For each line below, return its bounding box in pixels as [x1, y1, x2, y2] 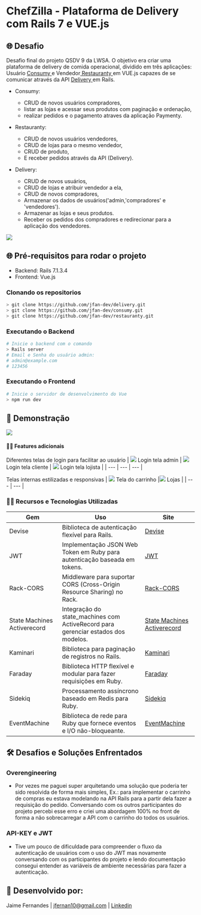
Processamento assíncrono [62, 686, 139, 695]
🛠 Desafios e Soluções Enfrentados [6, 747, 143, 758]
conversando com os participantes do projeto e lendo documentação [14, 856, 186, 863]
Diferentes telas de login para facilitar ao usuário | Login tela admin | [6, 456, 182, 464]
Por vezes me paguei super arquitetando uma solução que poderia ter [14, 782, 188, 790]
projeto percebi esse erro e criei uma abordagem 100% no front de [14, 808, 180, 815]
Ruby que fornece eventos [62, 719, 136, 727]
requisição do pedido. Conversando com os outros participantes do [14, 802, 182, 809]
